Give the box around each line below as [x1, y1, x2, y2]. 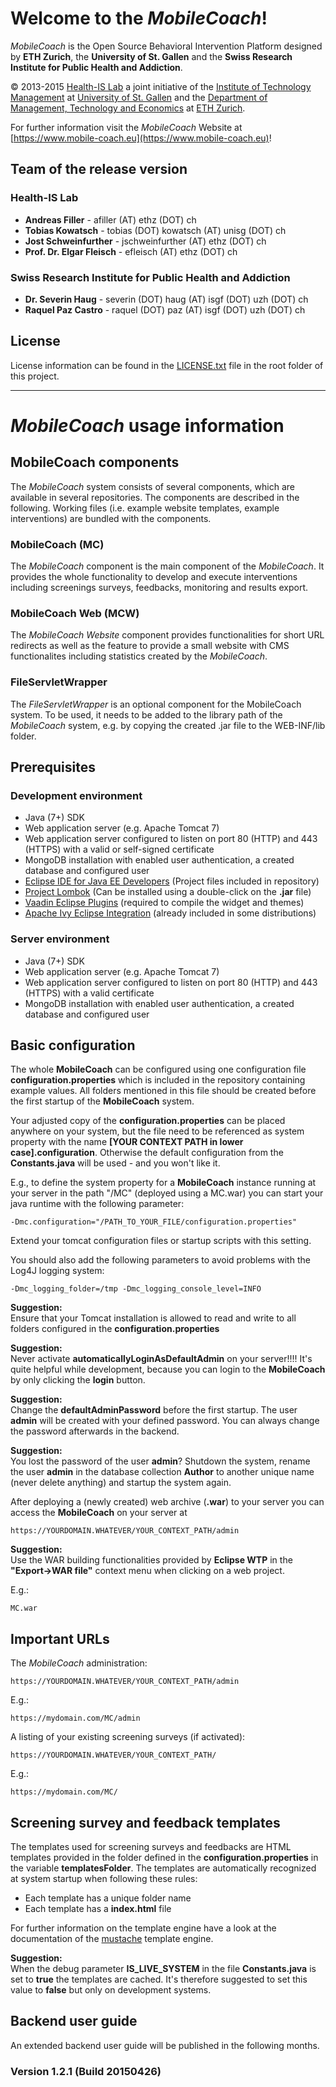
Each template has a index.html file [24, 1903, 172, 1915]
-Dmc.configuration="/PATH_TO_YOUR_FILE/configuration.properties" [10, 1217, 298, 1227]
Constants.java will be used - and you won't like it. [10, 1157, 221, 1169]
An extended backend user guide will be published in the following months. [10, 2039, 320, 2051]
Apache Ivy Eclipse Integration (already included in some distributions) [24, 907, 317, 919]
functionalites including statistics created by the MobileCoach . [10, 650, 268, 662]
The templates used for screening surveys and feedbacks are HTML [10, 1841, 292, 1853]
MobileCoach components [10, 454, 180, 471]
